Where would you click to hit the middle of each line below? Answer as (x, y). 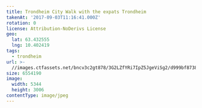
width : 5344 (27, 85)
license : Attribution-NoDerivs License (56, 28)
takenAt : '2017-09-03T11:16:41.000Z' (54, 17)
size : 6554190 (24, 73)
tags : (13, 51)
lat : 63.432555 (31, 40)
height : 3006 (28, 90)
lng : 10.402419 (31, 46)
